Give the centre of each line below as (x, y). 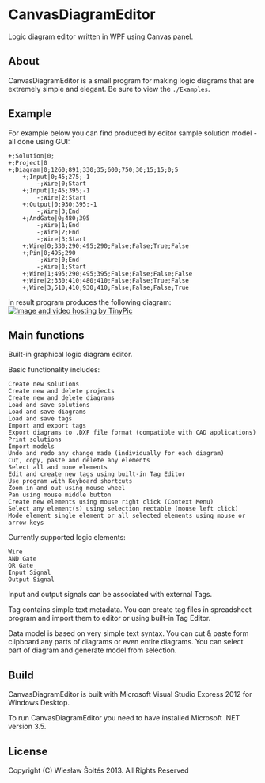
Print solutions (35, 440)
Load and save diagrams (47, 412)
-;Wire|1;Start (62, 267)
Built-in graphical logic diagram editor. (70, 355)
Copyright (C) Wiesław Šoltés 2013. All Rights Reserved (98, 770)
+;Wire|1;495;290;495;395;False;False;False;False (108, 274)
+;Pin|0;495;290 (49, 253)
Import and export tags (47, 426)
